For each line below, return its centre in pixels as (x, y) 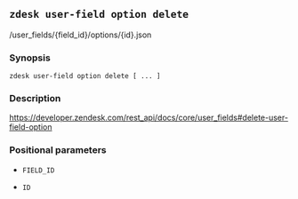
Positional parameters (58, 150)
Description (35, 99)
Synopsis (30, 58)
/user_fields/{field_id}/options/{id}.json (81, 35)
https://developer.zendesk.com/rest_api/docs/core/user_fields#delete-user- (149, 118)
